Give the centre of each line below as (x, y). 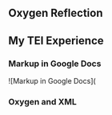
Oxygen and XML (43, 102)
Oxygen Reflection (56, 13)
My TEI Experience (56, 41)
